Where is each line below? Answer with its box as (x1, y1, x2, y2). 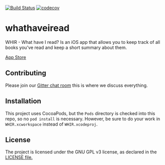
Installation (5, 97, 41, 105)
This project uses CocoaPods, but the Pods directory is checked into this (5, 110, 155, 116)
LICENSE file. (5, 154, 33, 160)
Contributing (5, 69, 46, 78)
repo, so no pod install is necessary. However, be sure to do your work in (5, 116, 160, 122)
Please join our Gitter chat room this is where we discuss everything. (5, 82, 148, 88)
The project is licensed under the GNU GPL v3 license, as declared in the (5, 149, 157, 155)
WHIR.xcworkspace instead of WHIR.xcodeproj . (5, 121, 98, 127)
